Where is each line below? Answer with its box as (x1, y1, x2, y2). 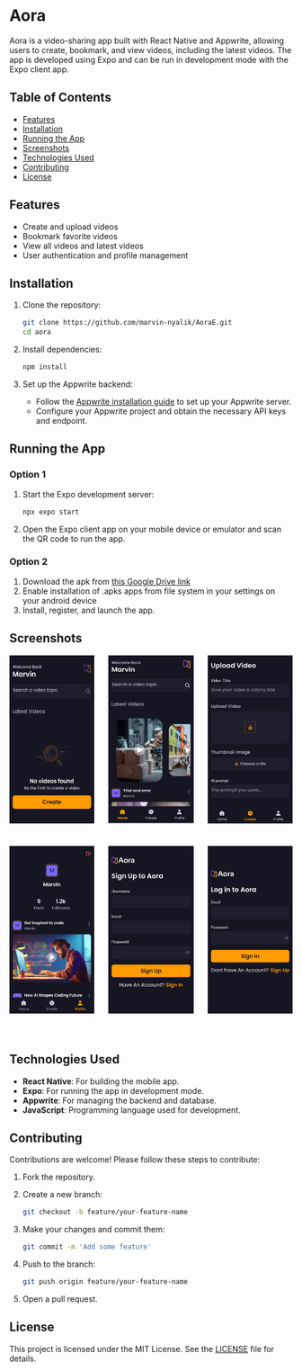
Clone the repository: (22, 300, 102, 310)
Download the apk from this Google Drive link (22, 576, 191, 587)
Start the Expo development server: (22, 488, 155, 499)
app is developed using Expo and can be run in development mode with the (9, 54, 289, 65)
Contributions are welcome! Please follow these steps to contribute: (9, 1154, 261, 1165)
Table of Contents (9, 90, 112, 105)
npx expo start (22, 507, 80, 516)
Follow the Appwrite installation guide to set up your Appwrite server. (35, 397, 292, 407)
